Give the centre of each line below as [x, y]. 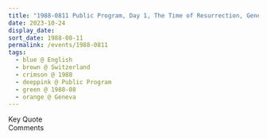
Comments [26, 128]
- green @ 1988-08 [46, 89]
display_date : [32, 30]
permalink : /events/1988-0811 [58, 45]
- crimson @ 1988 [44, 75]
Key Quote [25, 119]
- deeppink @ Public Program [64, 82]
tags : [17, 52]
